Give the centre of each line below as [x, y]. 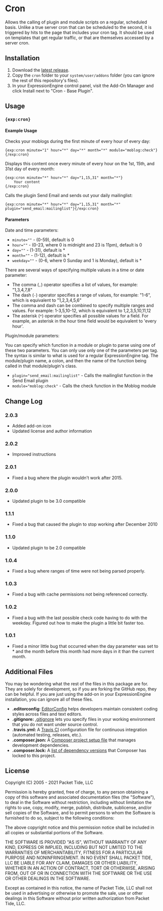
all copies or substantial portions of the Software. [54, 833]
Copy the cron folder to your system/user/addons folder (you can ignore [83, 75]
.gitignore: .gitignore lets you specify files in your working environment [83, 719]
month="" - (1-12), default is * [41, 255]
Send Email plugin [30, 381]
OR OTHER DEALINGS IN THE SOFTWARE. [48, 879]
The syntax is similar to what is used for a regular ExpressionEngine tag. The [82, 356]
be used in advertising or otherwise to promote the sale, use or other [74, 893]
